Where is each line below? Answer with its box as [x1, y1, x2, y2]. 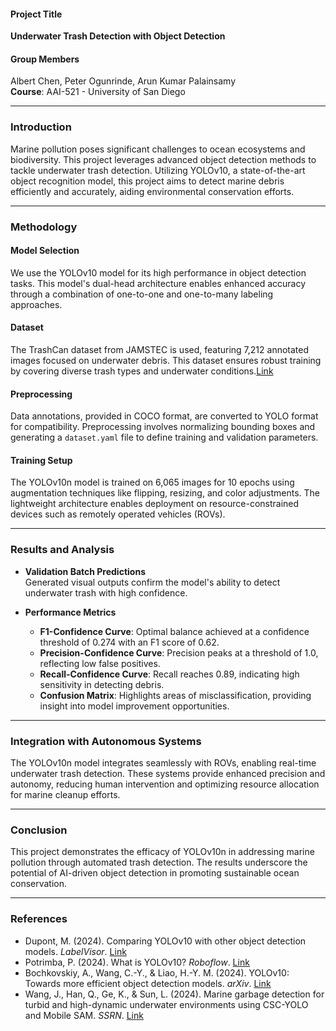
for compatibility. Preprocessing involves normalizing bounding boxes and [10, 421, 316, 433]
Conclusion [10, 823, 68, 837]
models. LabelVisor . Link [24, 945, 127, 957]
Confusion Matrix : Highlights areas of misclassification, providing [39, 689, 312, 701]
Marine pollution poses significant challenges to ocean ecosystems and [10, 143, 306, 155]
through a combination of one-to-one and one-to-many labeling [10, 288, 274, 300]
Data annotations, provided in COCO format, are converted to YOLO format [10, 410, 319, 422]
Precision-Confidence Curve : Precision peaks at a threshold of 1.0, [39, 646, 319, 659]
